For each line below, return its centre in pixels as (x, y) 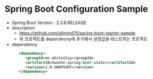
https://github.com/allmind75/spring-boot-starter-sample (77, 33)
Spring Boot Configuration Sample (76, 9)
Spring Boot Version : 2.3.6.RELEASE (49, 23)
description (23, 27)
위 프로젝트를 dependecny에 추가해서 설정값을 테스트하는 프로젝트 (83, 39)
